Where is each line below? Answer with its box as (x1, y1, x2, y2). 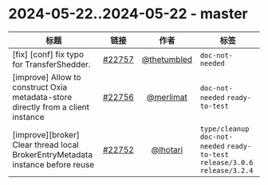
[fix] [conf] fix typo (12, 48, 84, 60)
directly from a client (12, 101, 90, 112)
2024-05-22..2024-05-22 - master (8, 5, 249, 23)
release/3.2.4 (199, 166, 254, 175)
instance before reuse (12, 159, 95, 170)
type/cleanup (199, 124, 250, 133)
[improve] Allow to (12, 71, 81, 83)
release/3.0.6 (199, 158, 254, 167)
